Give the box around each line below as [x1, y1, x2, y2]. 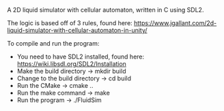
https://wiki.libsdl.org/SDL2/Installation [16, 60, 126, 67]
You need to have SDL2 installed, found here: [16, 52, 145, 61]
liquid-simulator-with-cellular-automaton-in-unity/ [7, 27, 148, 34]
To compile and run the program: [7, 39, 100, 47]
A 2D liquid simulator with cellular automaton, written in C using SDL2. [7, 6, 204, 14]
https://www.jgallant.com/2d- [134, 19, 217, 27]
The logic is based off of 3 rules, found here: [7, 19, 133, 27]
